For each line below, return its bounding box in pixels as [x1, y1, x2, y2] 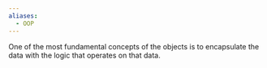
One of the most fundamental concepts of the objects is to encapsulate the [8, 41, 260, 51]
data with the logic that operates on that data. [8, 50, 161, 60]
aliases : [8, 11, 38, 20]
